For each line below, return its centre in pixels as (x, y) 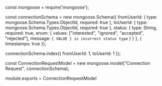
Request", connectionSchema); (37, 68)
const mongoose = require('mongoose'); (47, 7)
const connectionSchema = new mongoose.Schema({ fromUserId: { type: (82, 17)
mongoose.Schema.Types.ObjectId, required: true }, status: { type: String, (81, 28)
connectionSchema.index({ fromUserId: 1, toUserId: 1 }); (63, 53)
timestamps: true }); (26, 44)
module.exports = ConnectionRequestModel (51, 78)
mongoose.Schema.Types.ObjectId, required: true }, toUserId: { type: (76, 22)
